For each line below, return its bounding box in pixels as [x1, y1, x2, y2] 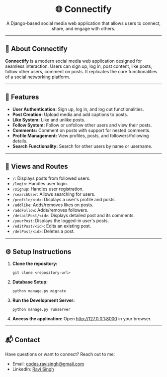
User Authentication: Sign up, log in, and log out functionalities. [12, 106, 144, 112]
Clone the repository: [12, 260, 58, 267]
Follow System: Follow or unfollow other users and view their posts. [12, 122, 152, 128]
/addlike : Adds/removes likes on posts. [12, 202, 93, 208]
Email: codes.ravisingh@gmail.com [12, 361, 84, 367]
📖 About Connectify [5, 45, 68, 53]
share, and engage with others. [51, 25, 116, 31]
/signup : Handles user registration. [12, 186, 83, 192]
